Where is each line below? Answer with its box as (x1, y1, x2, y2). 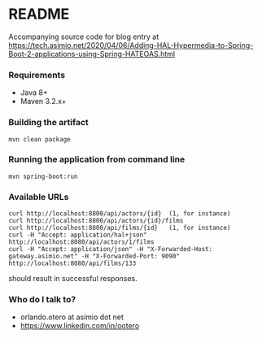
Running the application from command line (8, 154, 186, 165)
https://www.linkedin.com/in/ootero (20, 321, 140, 331)
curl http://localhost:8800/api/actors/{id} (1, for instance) (8, 210, 231, 218)
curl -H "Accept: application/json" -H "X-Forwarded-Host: (8, 245, 213, 253)
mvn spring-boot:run (8, 172, 79, 180)
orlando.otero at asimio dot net (20, 312, 124, 322)
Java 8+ (20, 88, 48, 97)
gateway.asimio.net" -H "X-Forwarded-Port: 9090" (8, 253, 181, 261)
